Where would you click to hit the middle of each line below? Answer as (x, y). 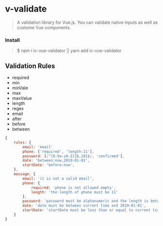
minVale (20, 88)
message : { (25, 174)
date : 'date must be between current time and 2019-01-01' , (84, 206)
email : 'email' (38, 147)
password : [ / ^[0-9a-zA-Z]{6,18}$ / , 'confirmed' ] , (73, 156)
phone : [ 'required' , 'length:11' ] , (58, 151)
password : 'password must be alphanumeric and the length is (86, 201)
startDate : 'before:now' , (49, 165)
